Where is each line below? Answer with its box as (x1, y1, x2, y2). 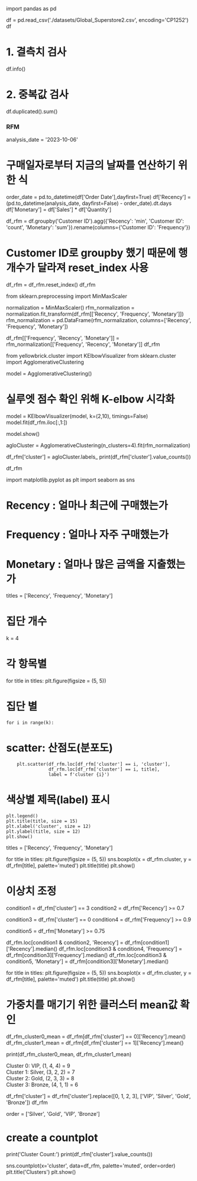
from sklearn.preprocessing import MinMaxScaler (6, 293, 128, 300)
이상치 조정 (6, 885, 57, 898)
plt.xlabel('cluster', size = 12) (6, 823, 92, 829)
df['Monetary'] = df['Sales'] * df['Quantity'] (6, 206, 112, 213)
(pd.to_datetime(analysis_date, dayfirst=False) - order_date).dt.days (6, 200, 172, 207)
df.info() (6, 65, 26, 72)
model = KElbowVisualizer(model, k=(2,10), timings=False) (6, 412, 148, 419)
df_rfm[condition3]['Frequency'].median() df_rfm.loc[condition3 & (6, 951, 167, 958)
